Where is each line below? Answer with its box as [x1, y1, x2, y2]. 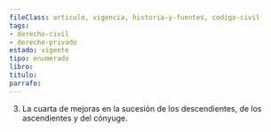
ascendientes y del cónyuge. [21, 113, 129, 123]
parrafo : [9, 79, 42, 88]
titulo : [9, 71, 38, 80]
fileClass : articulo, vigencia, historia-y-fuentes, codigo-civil [9, 12, 260, 22]
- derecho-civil [9, 29, 69, 38]
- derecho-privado [9, 37, 77, 47]
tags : [9, 21, 29, 30]
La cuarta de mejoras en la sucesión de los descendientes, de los [21, 103, 262, 113]
